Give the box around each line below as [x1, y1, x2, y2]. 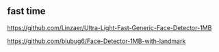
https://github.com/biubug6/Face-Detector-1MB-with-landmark [7, 37, 186, 45]
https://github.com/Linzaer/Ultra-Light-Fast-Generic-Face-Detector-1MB [7, 23, 212, 31]
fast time [7, 5, 46, 17]
